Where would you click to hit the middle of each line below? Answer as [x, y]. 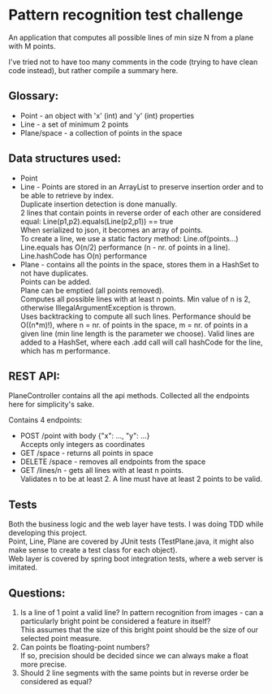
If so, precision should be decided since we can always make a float [134, 655]
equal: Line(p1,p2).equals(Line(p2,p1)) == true [97, 221]
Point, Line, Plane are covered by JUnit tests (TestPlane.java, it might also [131, 541]
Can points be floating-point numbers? [85, 647]
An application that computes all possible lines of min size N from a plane [131, 37]
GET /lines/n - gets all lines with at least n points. [102, 471]
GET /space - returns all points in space [86, 453]
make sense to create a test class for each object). [93, 550]
